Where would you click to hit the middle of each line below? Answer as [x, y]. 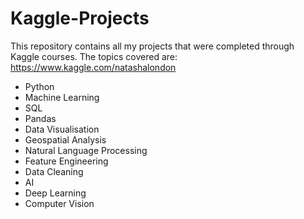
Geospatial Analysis [65, 139]
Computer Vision [59, 203]
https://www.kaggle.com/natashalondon [93, 67]
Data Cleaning [54, 171]
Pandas [40, 118]
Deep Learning [55, 193]
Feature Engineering [66, 161]
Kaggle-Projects [80, 18]
